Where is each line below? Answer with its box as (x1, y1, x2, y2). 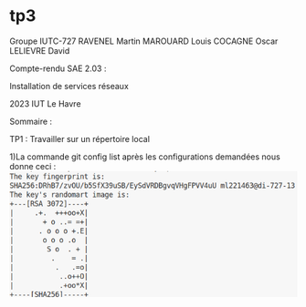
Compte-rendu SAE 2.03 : (9, 63, 107, 74)
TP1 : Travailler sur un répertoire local (9, 133, 151, 144)
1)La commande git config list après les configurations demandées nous (9, 151, 280, 162)
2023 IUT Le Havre (9, 97, 81, 109)
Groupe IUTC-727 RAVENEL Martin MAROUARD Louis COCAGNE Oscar (9, 36, 279, 46)
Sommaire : (9, 116, 53, 127)
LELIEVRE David (9, 45, 70, 56)
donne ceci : (9, 160, 57, 171)
